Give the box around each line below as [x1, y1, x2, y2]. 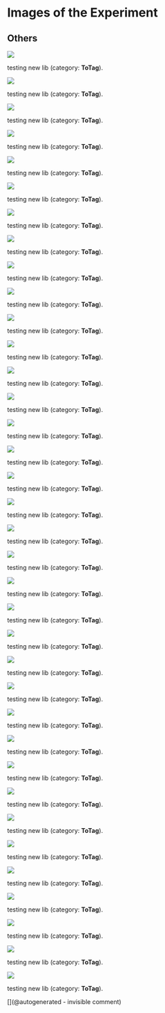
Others [7, 32, 38, 44]
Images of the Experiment [7, 5, 158, 21]
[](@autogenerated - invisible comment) [7, 998, 122, 1005]
